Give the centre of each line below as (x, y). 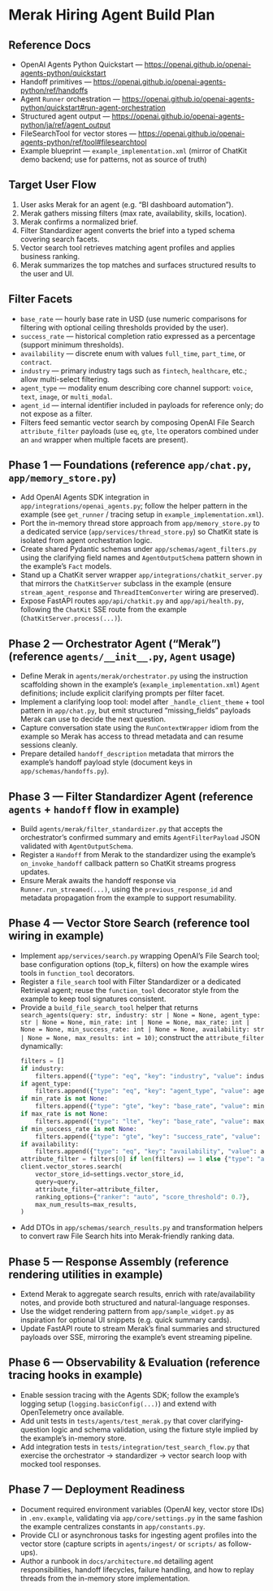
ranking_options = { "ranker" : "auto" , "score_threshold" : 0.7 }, (143, 1197)
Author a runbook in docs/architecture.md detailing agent (117, 1561)
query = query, (57, 1181)
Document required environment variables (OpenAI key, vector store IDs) (142, 1509)
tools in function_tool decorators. (78, 973)
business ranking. (50, 256)
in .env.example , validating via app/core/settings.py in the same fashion (141, 1518)
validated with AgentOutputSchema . (77, 846)
